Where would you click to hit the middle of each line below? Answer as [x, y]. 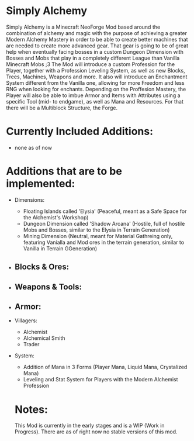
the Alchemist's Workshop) [56, 217]
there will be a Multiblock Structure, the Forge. [62, 108]
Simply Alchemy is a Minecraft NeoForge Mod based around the [83, 27]
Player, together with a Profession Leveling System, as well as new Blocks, [96, 70]
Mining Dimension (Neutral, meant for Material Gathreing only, [98, 236]
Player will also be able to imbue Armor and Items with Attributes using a [93, 95]
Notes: [31, 409]
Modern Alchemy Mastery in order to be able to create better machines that [97, 39]
